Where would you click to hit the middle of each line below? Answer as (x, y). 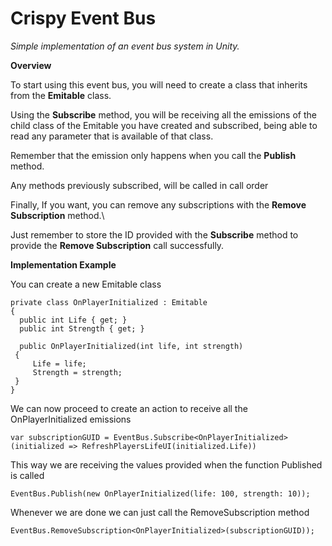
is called (27, 475)
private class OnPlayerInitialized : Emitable (109, 302)
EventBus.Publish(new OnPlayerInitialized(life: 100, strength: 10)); (160, 493)
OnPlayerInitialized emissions (71, 419)
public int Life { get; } (73, 320)
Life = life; (59, 363)
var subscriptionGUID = (60, 437)
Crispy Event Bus (83, 18)
